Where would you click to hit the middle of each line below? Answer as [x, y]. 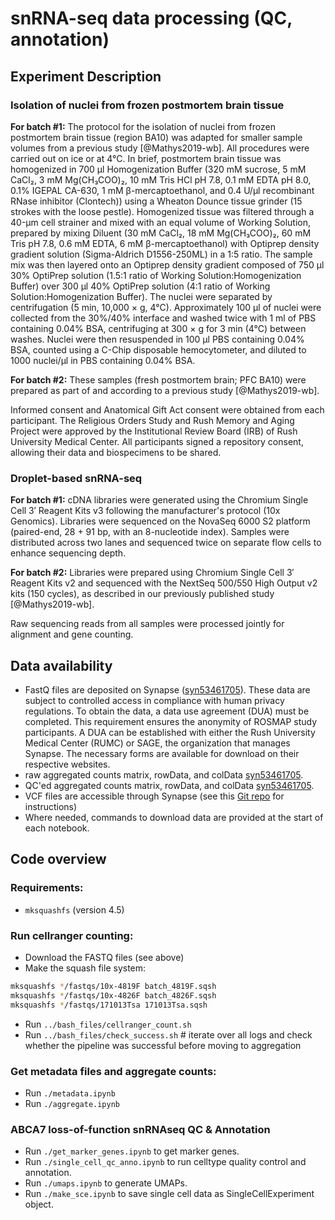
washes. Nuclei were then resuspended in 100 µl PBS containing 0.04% [157, 339]
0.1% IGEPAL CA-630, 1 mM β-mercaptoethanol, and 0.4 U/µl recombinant [162, 190]
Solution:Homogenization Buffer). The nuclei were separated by [141, 296]
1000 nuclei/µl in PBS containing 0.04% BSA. [103, 360]
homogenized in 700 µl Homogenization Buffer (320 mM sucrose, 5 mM [158, 169]
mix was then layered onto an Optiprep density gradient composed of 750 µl [167, 264]
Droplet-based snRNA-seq [76, 478]
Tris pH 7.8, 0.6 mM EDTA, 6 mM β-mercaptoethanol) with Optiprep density [165, 243]
